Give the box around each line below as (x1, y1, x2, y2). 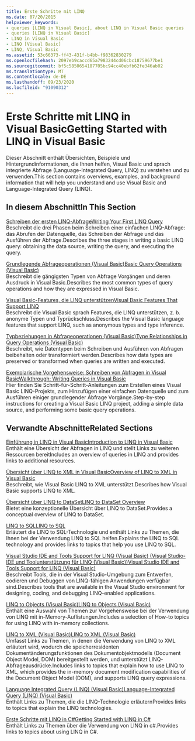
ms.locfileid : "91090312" (6, 85, 69, 91)
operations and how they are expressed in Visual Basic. (6, 285, 140, 292)
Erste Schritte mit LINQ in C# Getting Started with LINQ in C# (6, 716, 151, 723)
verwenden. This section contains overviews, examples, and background (6, 173, 180, 180)
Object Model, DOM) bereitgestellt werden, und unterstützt (6, 656, 148, 663)
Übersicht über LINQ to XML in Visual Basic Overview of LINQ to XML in (6, 469, 177, 476)
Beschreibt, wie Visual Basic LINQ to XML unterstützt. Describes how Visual (6, 481, 187, 488)
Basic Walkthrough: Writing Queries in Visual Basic (6, 375, 127, 382)
